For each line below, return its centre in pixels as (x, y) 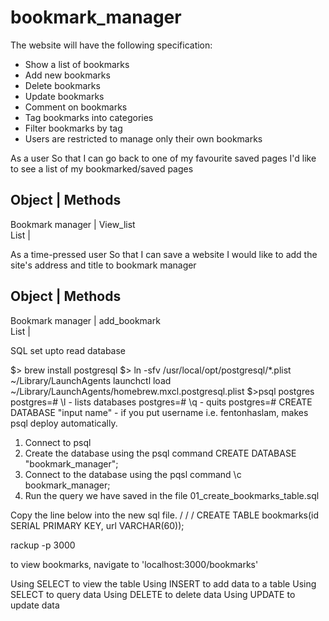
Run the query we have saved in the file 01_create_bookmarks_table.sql (172, 495)
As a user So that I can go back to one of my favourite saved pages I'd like (163, 158)
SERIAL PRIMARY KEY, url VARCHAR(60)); (97, 525)
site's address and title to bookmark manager (103, 265)
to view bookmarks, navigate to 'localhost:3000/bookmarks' (134, 564)
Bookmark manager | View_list (73, 224)
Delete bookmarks (62, 85)
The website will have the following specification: (111, 45)
